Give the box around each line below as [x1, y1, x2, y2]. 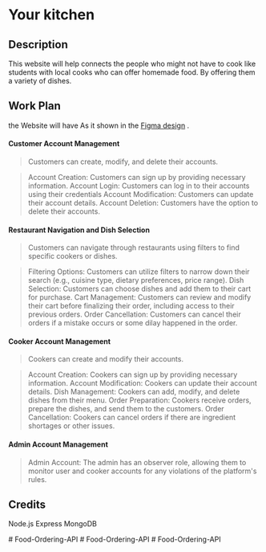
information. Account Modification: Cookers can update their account [27, 378, 258, 388]
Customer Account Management [8, 139, 120, 149]
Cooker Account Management [8, 336, 111, 346]
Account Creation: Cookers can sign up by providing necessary [27, 370, 238, 379]
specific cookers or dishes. [27, 251, 118, 261]
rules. [27, 474, 47, 484]
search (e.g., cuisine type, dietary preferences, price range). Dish [27, 276, 244, 285]
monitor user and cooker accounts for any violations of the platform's [27, 466, 257, 476]
